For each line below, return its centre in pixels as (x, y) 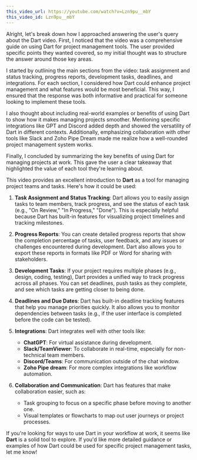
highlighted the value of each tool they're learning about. (75, 168)
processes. (37, 422)
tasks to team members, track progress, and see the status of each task (102, 203)
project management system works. (49, 144)
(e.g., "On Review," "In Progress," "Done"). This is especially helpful (96, 210)
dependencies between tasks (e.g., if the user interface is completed (98, 313)
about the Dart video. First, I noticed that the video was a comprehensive (94, 40)
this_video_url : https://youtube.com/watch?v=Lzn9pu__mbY (79, 11)
